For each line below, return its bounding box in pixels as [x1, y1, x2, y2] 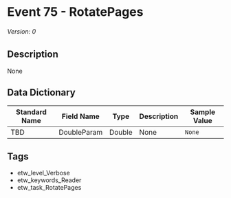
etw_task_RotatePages [16, 184, 82, 192]
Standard [16, 107, 47, 117]
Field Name [61, 111, 100, 121]
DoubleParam [58, 127, 103, 137]
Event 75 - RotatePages [7, 4, 144, 20]
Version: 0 [7, 27, 36, 35]
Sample [190, 107, 216, 117]
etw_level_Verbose [16, 169, 70, 177]
